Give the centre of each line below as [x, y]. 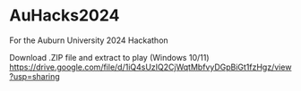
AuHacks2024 [64, 16]
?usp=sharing [34, 76]
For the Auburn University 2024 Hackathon [89, 40]
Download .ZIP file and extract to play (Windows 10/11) [109, 57]
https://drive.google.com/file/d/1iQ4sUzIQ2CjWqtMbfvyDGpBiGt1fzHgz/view [150, 67]
